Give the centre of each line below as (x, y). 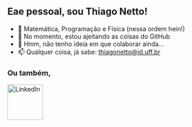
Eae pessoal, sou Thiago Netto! (78, 12)
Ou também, (29, 72)
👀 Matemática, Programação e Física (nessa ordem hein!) (101, 28)
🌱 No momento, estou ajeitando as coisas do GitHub (94, 36)
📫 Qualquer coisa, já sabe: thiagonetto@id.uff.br (89, 52)
